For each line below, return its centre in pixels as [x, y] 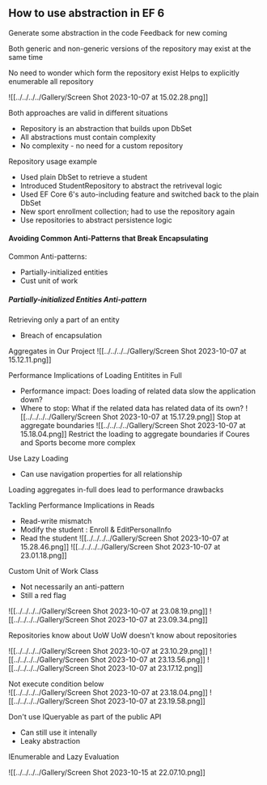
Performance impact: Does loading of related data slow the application [138, 391]
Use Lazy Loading [38, 458]
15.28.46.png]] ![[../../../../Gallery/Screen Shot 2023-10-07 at [120, 546]
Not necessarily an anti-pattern [72, 587]
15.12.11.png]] [30, 359]
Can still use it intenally [58, 732]
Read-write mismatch [56, 520]
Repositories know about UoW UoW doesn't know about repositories [123, 635]
